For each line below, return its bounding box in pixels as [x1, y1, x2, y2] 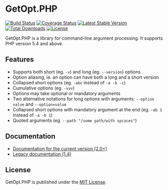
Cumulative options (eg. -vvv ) [12, 85, 75, 91]
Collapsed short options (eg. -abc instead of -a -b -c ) [12, 79, 126, 85]
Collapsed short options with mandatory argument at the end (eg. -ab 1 [12, 106, 162, 112]
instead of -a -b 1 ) [12, 112, 53, 118]
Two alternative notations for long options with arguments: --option [12, 96, 155, 102]
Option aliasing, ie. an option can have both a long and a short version [12, 74, 159, 80]
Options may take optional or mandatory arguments [12, 90, 121, 97]
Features [5, 55, 34, 64]
